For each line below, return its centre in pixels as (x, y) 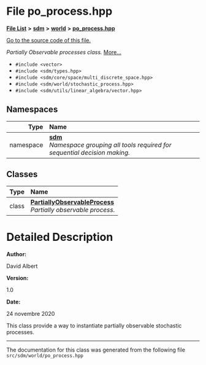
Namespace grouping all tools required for (110, 144)
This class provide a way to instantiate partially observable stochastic (94, 325)
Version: (17, 278)
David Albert (22, 266)
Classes (22, 174)
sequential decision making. (90, 152)
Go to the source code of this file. (49, 40)
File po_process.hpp (59, 11)
